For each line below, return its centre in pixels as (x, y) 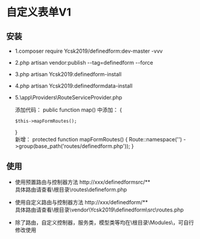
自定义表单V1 (39, 12)
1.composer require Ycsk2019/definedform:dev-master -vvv (89, 51)
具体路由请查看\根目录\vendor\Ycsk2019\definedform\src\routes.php (99, 210)
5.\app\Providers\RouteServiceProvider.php (69, 97)
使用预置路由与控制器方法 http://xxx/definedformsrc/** (83, 182)
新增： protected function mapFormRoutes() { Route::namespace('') (99, 139)
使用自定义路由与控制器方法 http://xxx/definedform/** (81, 202)
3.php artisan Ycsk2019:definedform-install (68, 74)
